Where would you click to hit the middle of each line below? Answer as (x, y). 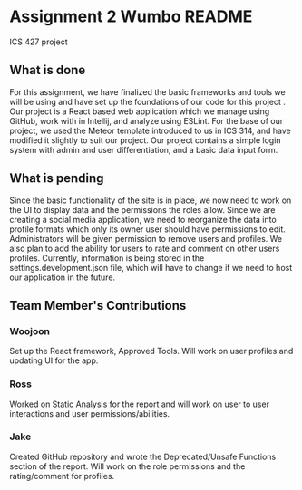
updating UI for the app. (54, 360)
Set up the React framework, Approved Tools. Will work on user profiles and (151, 351)
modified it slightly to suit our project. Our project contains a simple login (145, 140)
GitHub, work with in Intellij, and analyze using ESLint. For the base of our (146, 120)
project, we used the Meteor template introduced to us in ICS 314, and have (151, 130)
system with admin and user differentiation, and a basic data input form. (144, 149)
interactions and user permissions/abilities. (90, 413)
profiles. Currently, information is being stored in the (107, 258)
